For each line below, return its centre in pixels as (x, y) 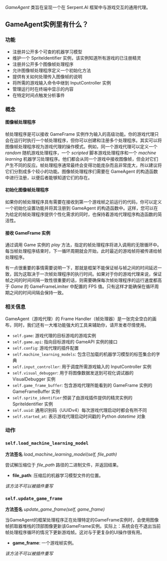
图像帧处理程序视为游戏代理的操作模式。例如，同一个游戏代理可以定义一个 (81, 146)
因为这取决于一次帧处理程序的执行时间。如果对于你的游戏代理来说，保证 (88, 274)
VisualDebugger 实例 (34, 379)
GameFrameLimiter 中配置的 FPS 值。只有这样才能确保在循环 (92, 286)
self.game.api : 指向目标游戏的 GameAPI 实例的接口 (65, 342)
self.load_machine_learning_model (47, 443)
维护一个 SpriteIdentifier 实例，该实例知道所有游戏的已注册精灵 (77, 58)
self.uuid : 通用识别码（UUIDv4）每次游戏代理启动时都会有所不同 (80, 410)
